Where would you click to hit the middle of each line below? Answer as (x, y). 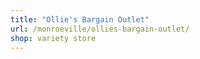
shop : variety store (53, 38)
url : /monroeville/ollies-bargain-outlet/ (100, 29)
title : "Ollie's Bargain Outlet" (80, 19)
